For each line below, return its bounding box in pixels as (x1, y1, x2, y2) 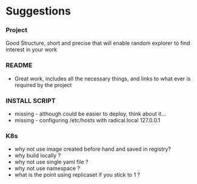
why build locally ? (14, 152, 61, 159)
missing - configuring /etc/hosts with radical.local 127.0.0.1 (14, 117, 161, 124)
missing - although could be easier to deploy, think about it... (14, 110, 166, 117)
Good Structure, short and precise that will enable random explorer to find (5, 39, 190, 47)
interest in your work (5, 46, 58, 53)
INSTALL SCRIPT (5, 96, 56, 105)
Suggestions (5, 4, 71, 18)
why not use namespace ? (14, 165, 80, 172)
